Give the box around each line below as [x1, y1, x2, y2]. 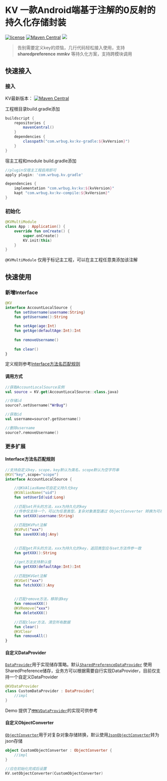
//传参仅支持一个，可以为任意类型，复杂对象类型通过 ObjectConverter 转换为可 [14, 508, 160, 514]
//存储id [5, 398, 22, 403]
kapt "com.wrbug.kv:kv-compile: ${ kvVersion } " [14, 191, 110, 195]
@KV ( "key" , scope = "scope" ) [5, 472, 59, 477]
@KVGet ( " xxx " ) [14, 578, 43, 583]
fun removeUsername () [14, 337, 59, 342]
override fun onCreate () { [14, 228, 70, 234]
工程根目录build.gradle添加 [5, 105, 61, 112]
